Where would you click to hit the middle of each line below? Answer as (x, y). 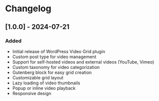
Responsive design (32, 93)
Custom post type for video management (54, 57)
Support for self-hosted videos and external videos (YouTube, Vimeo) (83, 62)
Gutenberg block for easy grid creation (52, 72)
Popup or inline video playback (44, 88)
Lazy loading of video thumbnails (46, 83)
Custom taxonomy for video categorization (56, 67)
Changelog (28, 9)
